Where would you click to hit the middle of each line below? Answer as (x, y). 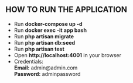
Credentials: (28, 61)
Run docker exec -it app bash (50, 30)
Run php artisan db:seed (45, 42)
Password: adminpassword (47, 74)
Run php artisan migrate (44, 36)
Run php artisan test (39, 49)
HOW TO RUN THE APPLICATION (66, 10)
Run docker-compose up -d (48, 24)
